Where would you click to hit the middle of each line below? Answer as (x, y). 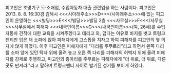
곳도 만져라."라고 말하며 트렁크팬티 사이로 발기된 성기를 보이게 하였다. (75, 65)
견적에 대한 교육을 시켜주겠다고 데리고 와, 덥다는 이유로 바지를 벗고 (85, 33)
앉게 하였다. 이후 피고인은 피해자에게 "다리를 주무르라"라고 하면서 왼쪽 (85, 46)
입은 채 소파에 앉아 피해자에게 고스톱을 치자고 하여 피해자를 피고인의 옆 (89, 40)
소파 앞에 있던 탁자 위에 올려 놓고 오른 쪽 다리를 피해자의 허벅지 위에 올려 (83, 52)
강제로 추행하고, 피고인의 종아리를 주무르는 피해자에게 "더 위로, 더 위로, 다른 (90, 59)
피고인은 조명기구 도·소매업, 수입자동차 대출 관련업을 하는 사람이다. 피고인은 (81, 7)
